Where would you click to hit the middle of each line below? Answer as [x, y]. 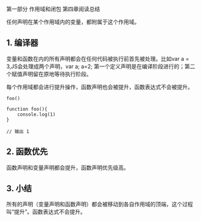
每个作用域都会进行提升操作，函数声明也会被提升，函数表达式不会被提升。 [100, 86]
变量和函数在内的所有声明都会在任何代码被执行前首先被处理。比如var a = [98, 58]
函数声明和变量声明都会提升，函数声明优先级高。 [68, 167]
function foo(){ [27, 109]
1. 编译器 [22, 43]
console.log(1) [37, 114]
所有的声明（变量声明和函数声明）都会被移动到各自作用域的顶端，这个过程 [100, 204]
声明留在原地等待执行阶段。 [57, 74]
